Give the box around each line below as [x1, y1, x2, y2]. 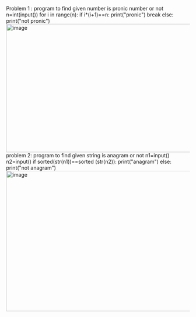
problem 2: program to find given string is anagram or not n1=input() [6, 152, 170, 158]
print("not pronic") [6, 18, 51, 24]
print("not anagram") [6, 164, 57, 171]
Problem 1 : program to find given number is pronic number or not [6, 5, 163, 12]
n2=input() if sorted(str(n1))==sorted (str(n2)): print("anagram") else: [6, 158, 172, 165]
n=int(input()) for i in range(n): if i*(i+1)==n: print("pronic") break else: [6, 11, 174, 18]
